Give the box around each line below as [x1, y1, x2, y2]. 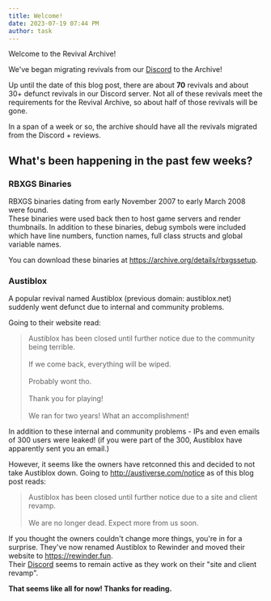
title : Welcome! [8, 11, 63, 20]
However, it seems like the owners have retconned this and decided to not [8, 459, 256, 469]
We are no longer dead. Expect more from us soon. [28, 518, 199, 528]
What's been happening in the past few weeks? [8, 154, 253, 167]
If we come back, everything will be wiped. [28, 359, 171, 369]
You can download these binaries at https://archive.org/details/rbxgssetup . [8, 256, 258, 265]
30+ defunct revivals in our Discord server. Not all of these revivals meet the [8, 89, 263, 99]
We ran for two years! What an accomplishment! [28, 411, 189, 421]
